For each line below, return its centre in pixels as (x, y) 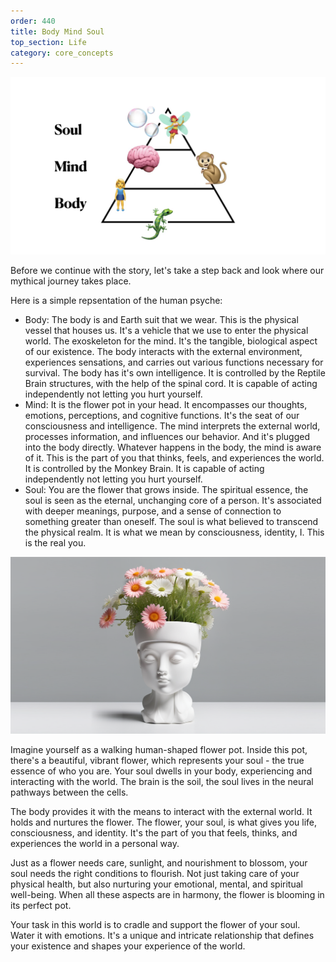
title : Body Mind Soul (57, 31)
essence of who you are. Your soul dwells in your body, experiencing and (161, 771)
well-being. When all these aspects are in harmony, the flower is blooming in (167, 894)
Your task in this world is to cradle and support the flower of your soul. (155, 924)
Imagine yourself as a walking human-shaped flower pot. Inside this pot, (159, 749)
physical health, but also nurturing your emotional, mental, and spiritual (156, 884)
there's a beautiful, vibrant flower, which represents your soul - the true (157, 760)
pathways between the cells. (69, 792)
